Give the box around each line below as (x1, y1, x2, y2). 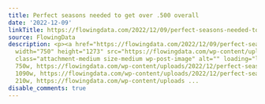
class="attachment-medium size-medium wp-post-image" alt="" (15, 56, 221, 63)
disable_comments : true (8, 84, 87, 92)
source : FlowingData (8, 33, 77, 41)
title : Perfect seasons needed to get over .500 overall (8, 11, 200, 20)
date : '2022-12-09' (8, 19, 73, 27)
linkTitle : (8, 26, 44, 34)
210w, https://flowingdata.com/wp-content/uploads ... (15, 77, 200, 84)
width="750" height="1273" (15, 48, 104, 56)
